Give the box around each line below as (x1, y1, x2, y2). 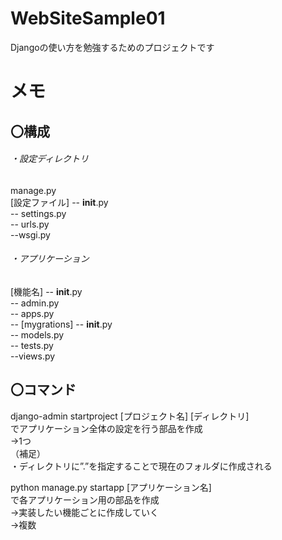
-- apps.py (10, 307, 55, 319)
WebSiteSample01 (10, 7, 166, 30)
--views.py (10, 350, 56, 362)
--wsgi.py (10, 228, 51, 241)
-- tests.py (10, 339, 54, 351)
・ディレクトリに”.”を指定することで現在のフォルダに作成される (10, 460, 273, 472)
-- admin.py (10, 297, 60, 309)
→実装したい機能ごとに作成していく (10, 506, 159, 518)
